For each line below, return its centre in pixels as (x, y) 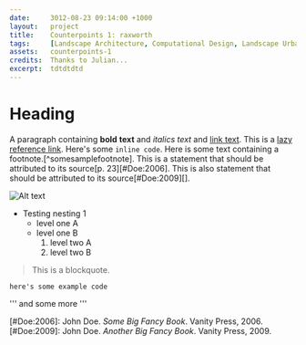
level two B (71, 252)
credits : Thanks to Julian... (69, 60)
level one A (57, 223)
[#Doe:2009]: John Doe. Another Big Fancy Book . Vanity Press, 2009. (141, 330)
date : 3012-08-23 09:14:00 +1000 (81, 18)
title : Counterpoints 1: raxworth (81, 35)
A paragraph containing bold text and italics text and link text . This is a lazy (151, 139)
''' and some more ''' (48, 303)
